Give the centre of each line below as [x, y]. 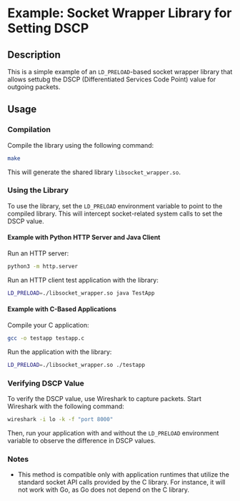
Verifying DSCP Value [46, 383]
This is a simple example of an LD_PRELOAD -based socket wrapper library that [120, 72]
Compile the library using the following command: [81, 145]
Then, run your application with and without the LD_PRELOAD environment [113, 432]
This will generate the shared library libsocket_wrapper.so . [94, 172]
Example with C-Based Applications [62, 309]
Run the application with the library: [60, 352]
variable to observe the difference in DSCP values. [81, 440]
